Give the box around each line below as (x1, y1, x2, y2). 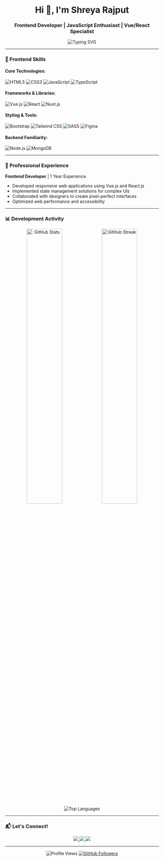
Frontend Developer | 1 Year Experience (5, 173, 86, 179)
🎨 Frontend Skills (5, 56, 46, 63)
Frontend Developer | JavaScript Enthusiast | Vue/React (14, 22, 150, 29)
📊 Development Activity (5, 215, 64, 222)
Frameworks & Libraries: (5, 90, 56, 96)
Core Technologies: (5, 68, 46, 74)
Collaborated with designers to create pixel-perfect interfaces (12, 193, 137, 199)
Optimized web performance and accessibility (12, 198, 105, 204)
